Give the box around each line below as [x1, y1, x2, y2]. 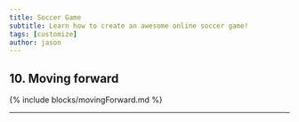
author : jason [9, 37, 62, 47]
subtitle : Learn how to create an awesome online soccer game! [9, 21, 249, 30]
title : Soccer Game [9, 12, 82, 22]
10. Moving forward [9, 70, 119, 85]
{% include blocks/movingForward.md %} [9, 94, 163, 105]
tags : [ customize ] [9, 29, 77, 38]
